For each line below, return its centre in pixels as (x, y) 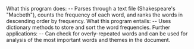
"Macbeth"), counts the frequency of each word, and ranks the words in (95, 15)
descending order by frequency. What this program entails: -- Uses (89, 21)
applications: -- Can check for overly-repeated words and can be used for (97, 34)
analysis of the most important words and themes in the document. (88, 40)
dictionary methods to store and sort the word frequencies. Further (88, 27)
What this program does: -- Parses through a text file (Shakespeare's (91, 9)
